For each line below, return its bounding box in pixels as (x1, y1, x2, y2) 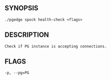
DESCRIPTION (4, 31, 49, 39)
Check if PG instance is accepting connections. (4, 44, 107, 49)
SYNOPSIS (4, 4, 39, 12)
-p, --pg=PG (4, 71, 29, 76)
